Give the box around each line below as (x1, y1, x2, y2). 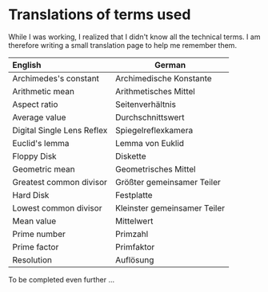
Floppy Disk (12, 150, 58, 161)
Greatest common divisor (12, 176, 108, 187)
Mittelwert (114, 215, 154, 227)
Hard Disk (12, 189, 50, 200)
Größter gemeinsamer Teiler (114, 176, 222, 187)
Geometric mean (12, 164, 75, 175)
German (154, 59, 186, 70)
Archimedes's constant (12, 73, 100, 84)
